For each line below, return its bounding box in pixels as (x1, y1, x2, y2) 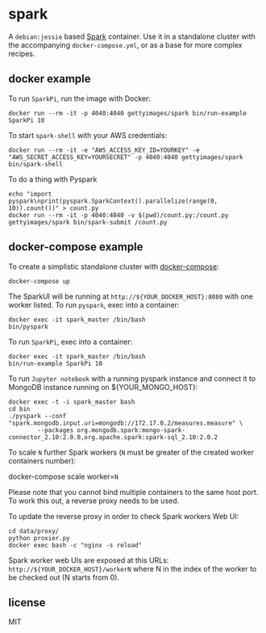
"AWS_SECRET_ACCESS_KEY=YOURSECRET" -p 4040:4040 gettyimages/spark (8, 153, 243, 161)
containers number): (8, 455, 77, 465)
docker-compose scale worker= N (8, 472, 118, 481)
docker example (8, 72, 91, 86)
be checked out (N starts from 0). (8, 572, 119, 582)
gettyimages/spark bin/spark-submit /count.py (8, 218, 168, 226)
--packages (37, 425, 74, 434)
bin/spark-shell (8, 160, 63, 168)
